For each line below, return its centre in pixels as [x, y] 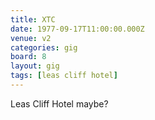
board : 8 [28, 57]
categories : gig [44, 47]
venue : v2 [31, 38]
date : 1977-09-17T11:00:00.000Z [77, 29]
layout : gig [35, 66]
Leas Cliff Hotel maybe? [59, 103]
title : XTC [33, 19]
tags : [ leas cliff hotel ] [64, 76]
